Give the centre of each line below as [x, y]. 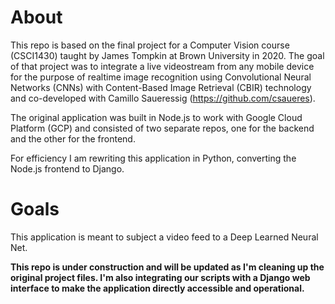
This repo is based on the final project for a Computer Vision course [150, 45]
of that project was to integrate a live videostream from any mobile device [162, 66]
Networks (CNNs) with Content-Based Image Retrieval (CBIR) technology [161, 87]
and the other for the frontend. [73, 138]
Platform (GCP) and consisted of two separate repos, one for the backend [162, 128]
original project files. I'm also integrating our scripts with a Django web [160, 277]
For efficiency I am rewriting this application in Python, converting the [153, 158]
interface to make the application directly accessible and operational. [157, 288]
